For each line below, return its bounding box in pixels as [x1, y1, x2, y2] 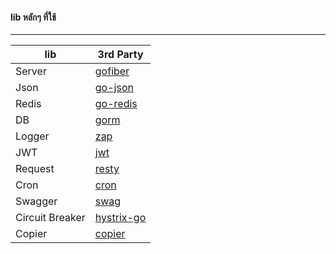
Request [15, 162, 55, 176]
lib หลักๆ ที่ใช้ [10, 11, 57, 23]
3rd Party [97, 48, 144, 62]
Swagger [15, 194, 58, 208]
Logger [15, 129, 50, 143]
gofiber [94, 64, 130, 78]
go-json [94, 81, 134, 95]
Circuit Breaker [15, 211, 86, 225]
